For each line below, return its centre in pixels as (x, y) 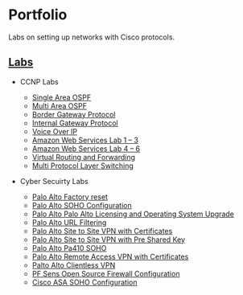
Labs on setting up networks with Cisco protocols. (92, 37)
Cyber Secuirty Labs (54, 181)
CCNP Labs (39, 81)
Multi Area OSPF (59, 105)
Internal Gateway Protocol (75, 123)
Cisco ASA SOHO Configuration (85, 282)
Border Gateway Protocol (74, 114)
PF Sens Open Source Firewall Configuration (106, 273)
